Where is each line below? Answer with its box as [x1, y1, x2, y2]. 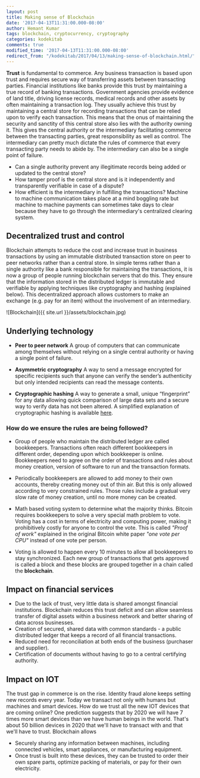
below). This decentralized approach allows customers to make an [6, 291, 169, 298]
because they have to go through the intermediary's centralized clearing [14, 207, 192, 214]
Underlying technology [6, 326, 94, 336]
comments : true [6, 42, 44, 48]
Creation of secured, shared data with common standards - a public [14, 626, 182, 633]
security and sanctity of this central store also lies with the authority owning [6, 120, 192, 127]
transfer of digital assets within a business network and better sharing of [14, 613, 193, 620]
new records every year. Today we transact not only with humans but [6, 696, 176, 704]
